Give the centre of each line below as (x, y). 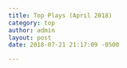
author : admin (32, 30)
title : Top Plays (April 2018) (60, 15)
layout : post (30, 38)
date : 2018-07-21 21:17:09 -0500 (64, 45)
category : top (32, 23)
